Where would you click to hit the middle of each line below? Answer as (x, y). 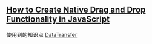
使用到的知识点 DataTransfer (42, 34)
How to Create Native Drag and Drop (76, 10)
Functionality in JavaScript (58, 20)
